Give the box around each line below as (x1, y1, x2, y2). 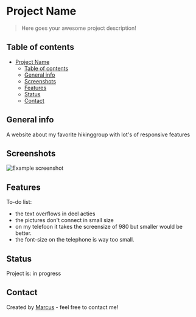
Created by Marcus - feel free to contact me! (6, 303, 119, 311)
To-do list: (6, 198, 32, 206)
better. (15, 229, 32, 237)
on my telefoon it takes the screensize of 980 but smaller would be (15, 223, 183, 231)
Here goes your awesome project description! (21, 24, 137, 32)
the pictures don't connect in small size (15, 217, 114, 224)
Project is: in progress (6, 270, 61, 277)
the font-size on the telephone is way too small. (15, 236, 135, 243)
